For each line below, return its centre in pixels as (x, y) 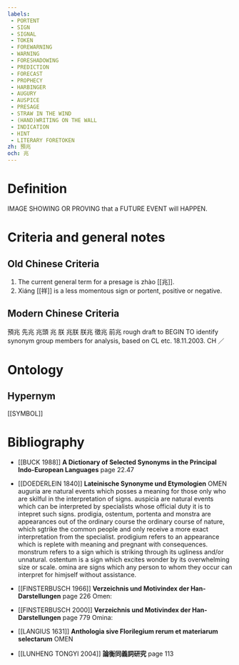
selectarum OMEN (45, 639)
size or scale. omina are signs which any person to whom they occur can (125, 567)
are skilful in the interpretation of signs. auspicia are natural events (116, 499)
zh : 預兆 (19, 147)
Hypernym (31, 396)
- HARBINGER (28, 87)
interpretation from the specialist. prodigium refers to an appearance (118, 536)
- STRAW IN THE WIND (41, 114)
